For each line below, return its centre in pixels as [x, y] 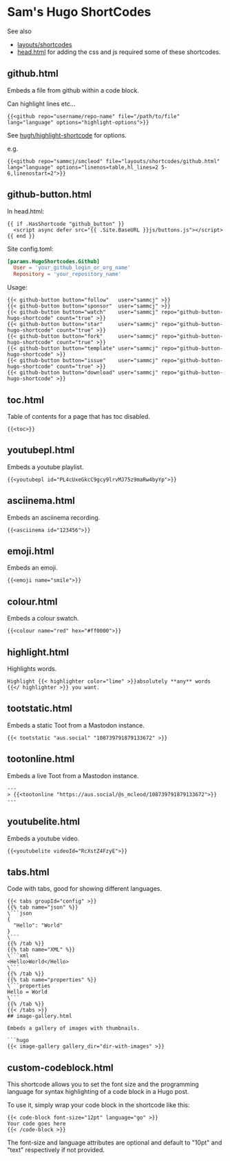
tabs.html [28, 872]
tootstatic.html [40, 709]
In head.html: [26, 211]
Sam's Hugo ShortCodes [79, 12]
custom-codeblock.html [60, 1067]
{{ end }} [21, 236]
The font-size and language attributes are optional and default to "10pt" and [115, 1143]
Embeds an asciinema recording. [54, 517]
